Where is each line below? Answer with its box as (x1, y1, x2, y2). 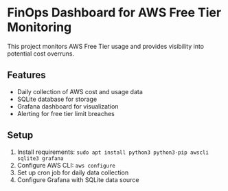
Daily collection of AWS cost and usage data (16, 87, 143, 95)
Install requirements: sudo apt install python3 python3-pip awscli (16, 148, 209, 156)
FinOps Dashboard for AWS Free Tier (7, 5, 222, 21)
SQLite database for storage (16, 95, 98, 103)
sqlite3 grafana (16, 155, 64, 162)
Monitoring (7, 19, 72, 35)
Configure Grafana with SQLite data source (16, 175, 139, 183)
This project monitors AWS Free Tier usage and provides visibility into (7, 42, 205, 50)
